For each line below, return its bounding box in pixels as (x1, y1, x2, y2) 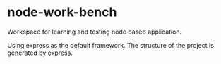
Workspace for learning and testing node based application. (7, 27, 182, 36)
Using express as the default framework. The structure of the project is (7, 41, 214, 49)
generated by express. (7, 49, 73, 57)
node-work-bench (7, 4, 117, 20)
